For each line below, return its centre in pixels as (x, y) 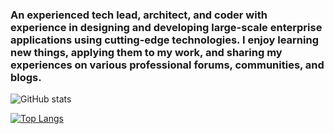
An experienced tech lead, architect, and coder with (139, 15)
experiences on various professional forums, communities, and (167, 65)
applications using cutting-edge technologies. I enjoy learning (164, 40)
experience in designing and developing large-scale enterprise (166, 27)
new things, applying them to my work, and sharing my (146, 52)
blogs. (26, 77)
